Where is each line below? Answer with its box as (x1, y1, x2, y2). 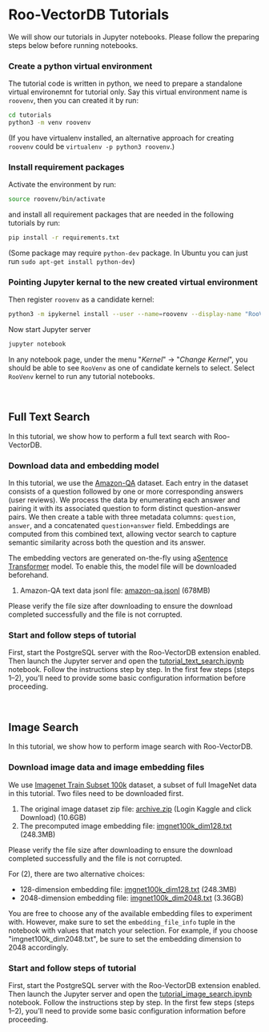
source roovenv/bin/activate (8, 195, 106, 203)
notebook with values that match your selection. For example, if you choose (8, 926, 259, 935)
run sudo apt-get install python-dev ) (8, 257, 135, 266)
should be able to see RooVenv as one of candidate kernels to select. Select (8, 363, 255, 373)
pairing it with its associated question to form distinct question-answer (8, 504, 242, 514)
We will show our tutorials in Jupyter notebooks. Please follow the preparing (8, 32, 260, 42)
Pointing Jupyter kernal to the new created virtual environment (8, 276, 259, 287)
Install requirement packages (8, 162, 125, 173)
